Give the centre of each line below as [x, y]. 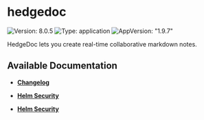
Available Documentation [63, 66]
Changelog [33, 82]
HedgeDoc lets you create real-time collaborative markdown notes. [102, 44]
